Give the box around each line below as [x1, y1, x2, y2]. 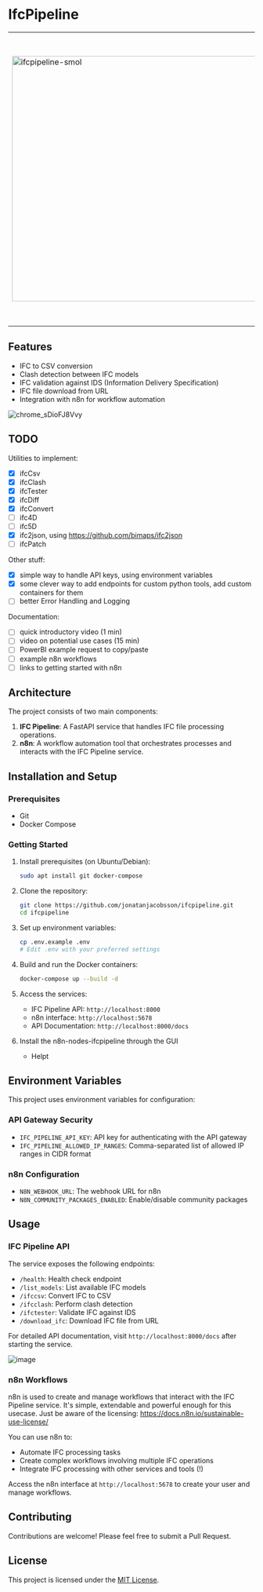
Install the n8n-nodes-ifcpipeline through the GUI [19, 1036, 178, 1046]
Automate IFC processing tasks [19, 1448, 121, 1457]
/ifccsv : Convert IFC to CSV [19, 1291, 112, 1300]
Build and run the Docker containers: [19, 959, 139, 969]
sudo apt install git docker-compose [19, 872, 143, 880]
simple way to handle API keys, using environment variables [19, 571, 213, 580]
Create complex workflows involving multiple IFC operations [19, 1456, 214, 1466]
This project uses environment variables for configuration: [8, 1095, 196, 1105]
